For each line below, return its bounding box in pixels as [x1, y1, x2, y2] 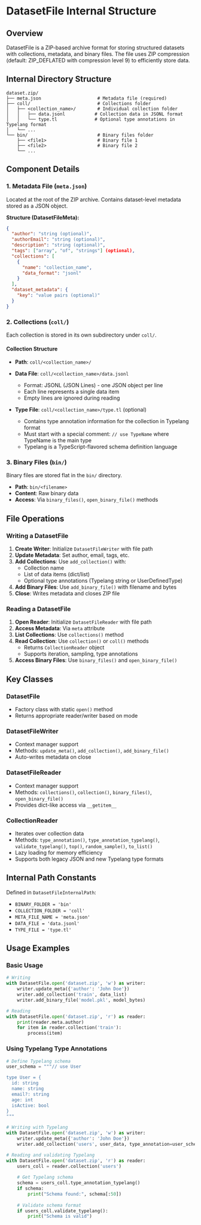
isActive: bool [11, 1103, 50, 1109]
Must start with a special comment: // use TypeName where [23, 430, 169, 438]
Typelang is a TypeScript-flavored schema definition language [23, 443, 178, 451]
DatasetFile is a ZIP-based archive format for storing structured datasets [6, 44, 185, 51]
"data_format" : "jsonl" [22, 270, 82, 276]
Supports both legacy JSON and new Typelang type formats [14, 855, 164, 862]
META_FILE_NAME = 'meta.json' [14, 914, 91, 920]
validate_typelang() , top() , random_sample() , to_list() [14, 842, 153, 850]
